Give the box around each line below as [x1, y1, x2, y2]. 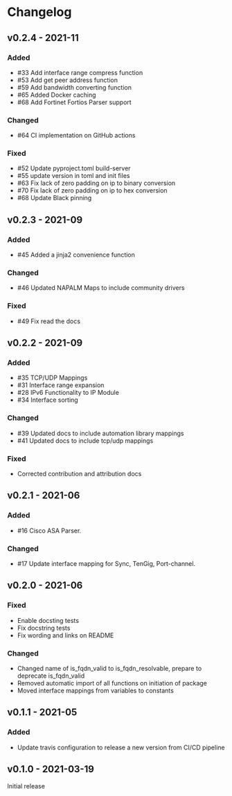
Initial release [7, 781, 45, 790]
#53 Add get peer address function [17, 76, 118, 84]
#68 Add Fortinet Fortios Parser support [17, 98, 132, 106]
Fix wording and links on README [17, 631, 114, 640]
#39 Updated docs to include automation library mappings [17, 429, 184, 437]
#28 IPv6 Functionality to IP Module [17, 389, 120, 397]
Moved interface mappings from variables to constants [17, 686, 175, 695]
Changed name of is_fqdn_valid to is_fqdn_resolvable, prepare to [17, 665, 202, 672]
